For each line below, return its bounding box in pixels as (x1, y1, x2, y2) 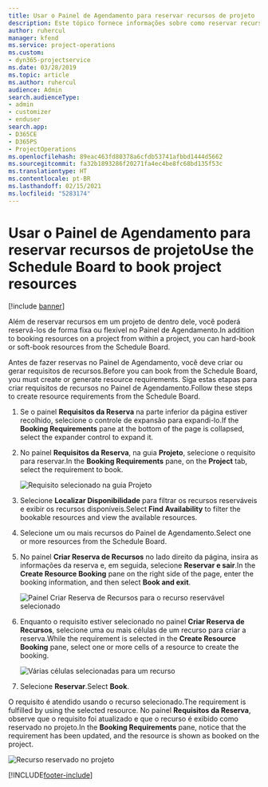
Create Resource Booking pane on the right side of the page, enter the (19, 569, 254, 578)
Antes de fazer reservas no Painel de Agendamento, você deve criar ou (8, 357, 243, 367)
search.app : (8, 123, 48, 131)
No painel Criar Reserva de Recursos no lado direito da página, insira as (19, 552, 259, 561)
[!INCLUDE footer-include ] (8, 770, 93, 780)
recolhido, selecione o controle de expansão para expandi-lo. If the (19, 415, 239, 425)
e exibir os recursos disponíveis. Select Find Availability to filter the (19, 504, 241, 514)
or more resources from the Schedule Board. (19, 536, 167, 546)
